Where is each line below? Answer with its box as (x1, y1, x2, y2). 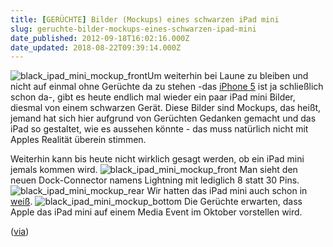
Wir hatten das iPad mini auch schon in (146, 185, 308, 197)
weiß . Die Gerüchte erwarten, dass (10, 196, 303, 208)
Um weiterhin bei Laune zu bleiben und (146, 70, 309, 82)
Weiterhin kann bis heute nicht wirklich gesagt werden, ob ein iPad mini (10, 153, 305, 165)
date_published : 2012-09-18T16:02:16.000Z (10, 33, 190, 43)
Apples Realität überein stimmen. (10, 134, 147, 146)
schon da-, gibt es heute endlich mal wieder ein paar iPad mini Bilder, (10, 91, 296, 103)
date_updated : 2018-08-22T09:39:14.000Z (10, 42, 182, 53)
